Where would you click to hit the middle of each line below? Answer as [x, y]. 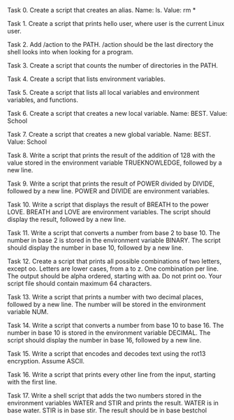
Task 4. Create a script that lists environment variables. [86, 79]
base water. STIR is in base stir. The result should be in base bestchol [107, 410]
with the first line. [32, 382]
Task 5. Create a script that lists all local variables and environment [103, 92]
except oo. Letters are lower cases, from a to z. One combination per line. [113, 269]
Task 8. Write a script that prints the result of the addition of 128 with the [111, 155]
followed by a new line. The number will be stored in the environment [107, 304]
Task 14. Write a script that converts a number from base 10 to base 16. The [116, 325]
